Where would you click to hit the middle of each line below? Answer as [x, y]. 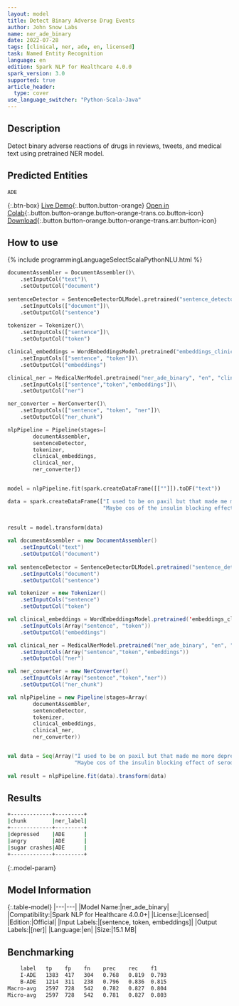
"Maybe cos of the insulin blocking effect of [144, 762]
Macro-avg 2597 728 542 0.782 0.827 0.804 [87, 988]
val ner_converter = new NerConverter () [68, 671]
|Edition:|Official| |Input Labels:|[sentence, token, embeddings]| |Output [112, 922]
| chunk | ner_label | [47, 821]
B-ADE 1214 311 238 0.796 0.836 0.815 [94, 982]
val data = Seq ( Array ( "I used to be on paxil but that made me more [111, 756]
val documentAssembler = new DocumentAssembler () [83, 541]
